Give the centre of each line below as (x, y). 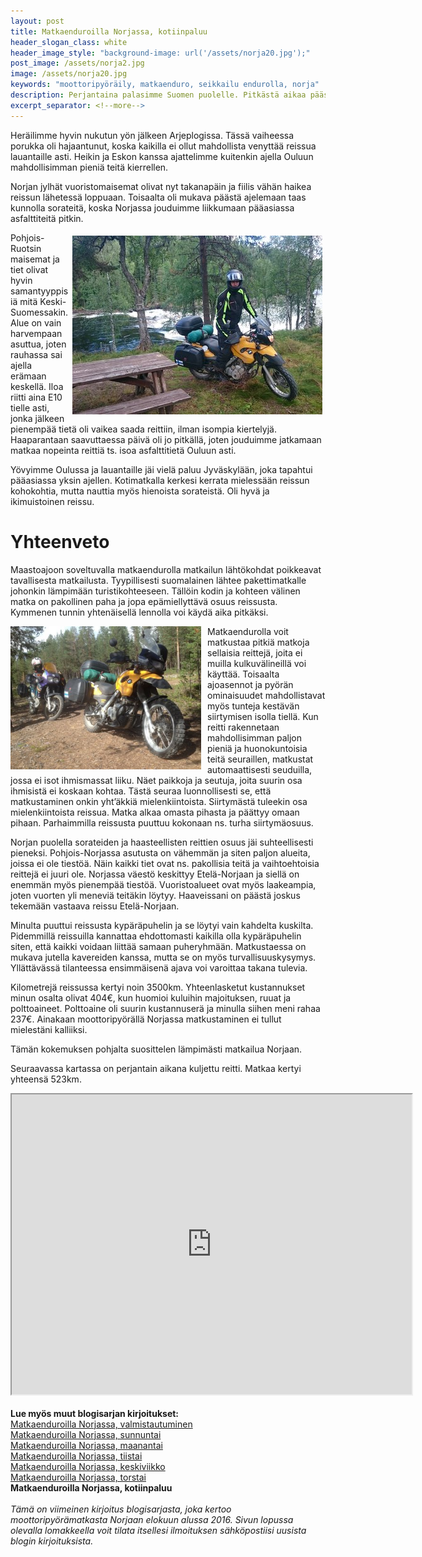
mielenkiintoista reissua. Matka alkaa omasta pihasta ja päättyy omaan (155, 812)
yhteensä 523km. (46, 1079)
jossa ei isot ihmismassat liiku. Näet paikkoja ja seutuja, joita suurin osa (156, 780)
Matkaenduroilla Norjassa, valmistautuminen (101, 1424)
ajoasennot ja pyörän (250, 684)
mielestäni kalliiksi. (49, 1029)
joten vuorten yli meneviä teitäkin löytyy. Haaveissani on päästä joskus (155, 895)
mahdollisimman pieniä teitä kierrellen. (89, 167)
